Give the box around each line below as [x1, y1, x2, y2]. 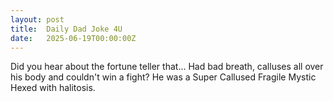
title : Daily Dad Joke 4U [10, 24, 123, 34]
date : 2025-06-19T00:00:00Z [10, 33, 137, 43]
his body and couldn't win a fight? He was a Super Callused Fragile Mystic [10, 71, 317, 83]
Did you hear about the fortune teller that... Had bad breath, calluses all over [10, 61, 324, 73]
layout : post [10, 14, 65, 25]
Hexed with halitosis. [10, 82, 96, 94]
